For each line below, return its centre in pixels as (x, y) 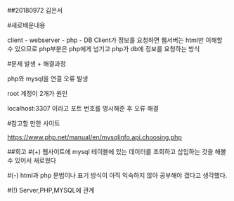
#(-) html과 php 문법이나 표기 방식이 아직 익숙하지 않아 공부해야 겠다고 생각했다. (117, 175)
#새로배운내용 (26, 25)
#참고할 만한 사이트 (34, 123)
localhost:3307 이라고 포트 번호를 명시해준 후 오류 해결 (83, 108)
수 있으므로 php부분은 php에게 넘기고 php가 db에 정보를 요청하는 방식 (104, 49)
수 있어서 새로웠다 (32, 160)
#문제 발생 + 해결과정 (37, 64)
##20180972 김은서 (35, 10)
